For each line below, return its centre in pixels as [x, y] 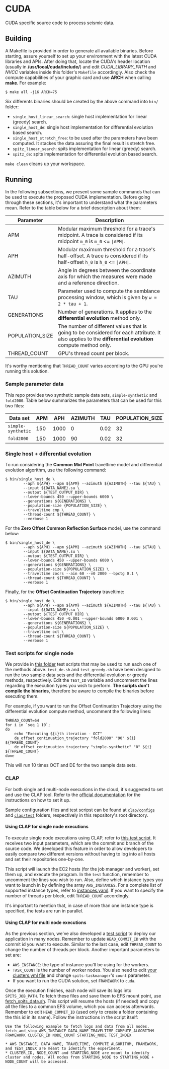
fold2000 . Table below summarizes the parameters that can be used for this [83, 400]
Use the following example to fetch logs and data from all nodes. [77, 1027]
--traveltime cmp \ [44, 510]
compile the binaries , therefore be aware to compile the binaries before [80, 691]
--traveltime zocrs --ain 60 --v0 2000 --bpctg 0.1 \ [81, 574]
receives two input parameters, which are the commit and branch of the [80, 843]
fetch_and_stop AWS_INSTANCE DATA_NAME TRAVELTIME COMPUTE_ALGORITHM [80, 1031]
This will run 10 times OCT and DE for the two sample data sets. [71, 765]
